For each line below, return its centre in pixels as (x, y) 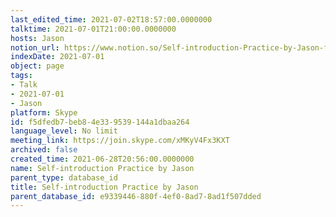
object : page (37, 66)
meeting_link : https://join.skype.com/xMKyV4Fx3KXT (120, 141)
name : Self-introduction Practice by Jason (102, 168)
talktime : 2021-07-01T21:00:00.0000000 (93, 29)
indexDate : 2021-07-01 (57, 57)
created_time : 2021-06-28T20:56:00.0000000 (102, 159)
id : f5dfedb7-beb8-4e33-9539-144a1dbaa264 (100, 122)
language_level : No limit (64, 131)
